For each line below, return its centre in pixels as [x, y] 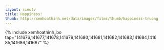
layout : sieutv [20, 9]
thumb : [12, 18]
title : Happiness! [24, 14]
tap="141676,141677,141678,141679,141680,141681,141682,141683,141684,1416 [81, 37]
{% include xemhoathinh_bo [33, 33]
